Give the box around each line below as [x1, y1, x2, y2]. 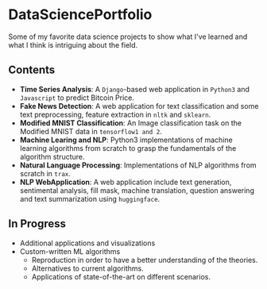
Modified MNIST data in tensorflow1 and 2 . [19, 126, 163, 136]
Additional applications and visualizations [19, 238, 156, 248]
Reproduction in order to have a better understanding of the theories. [31, 255, 258, 264]
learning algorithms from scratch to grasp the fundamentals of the [19, 143, 237, 152]
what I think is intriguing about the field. [8, 40, 138, 49]
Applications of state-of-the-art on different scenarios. [31, 272, 211, 281]
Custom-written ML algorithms [19, 246, 121, 256]
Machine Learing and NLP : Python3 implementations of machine [19, 135, 233, 144]
